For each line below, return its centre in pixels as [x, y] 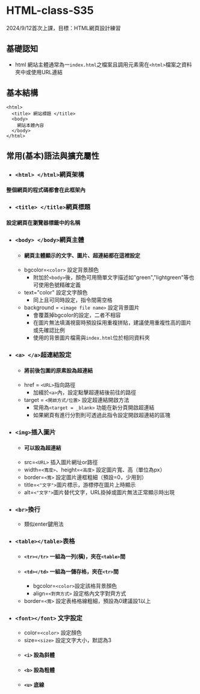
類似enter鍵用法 [44, 524]
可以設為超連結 [42, 448]
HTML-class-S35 [50, 11]
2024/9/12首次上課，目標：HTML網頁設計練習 [64, 28]
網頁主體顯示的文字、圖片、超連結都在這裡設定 [82, 255]
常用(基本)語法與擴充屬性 [53, 155]
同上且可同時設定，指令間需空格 [73, 300]
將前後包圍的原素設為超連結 [58, 370]
